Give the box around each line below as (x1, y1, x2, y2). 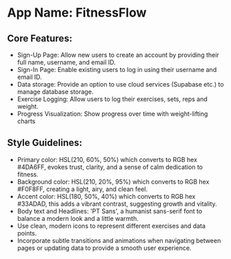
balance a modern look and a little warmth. (17, 214, 139, 222)
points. (17, 229, 37, 237)
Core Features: (7, 33, 72, 44)
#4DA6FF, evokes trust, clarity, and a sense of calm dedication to (17, 163, 203, 171)
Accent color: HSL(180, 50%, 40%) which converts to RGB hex (17, 192, 196, 200)
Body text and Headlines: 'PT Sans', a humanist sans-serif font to (17, 206, 203, 215)
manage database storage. (17, 88, 94, 96)
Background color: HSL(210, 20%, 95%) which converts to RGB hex (17, 177, 210, 186)
